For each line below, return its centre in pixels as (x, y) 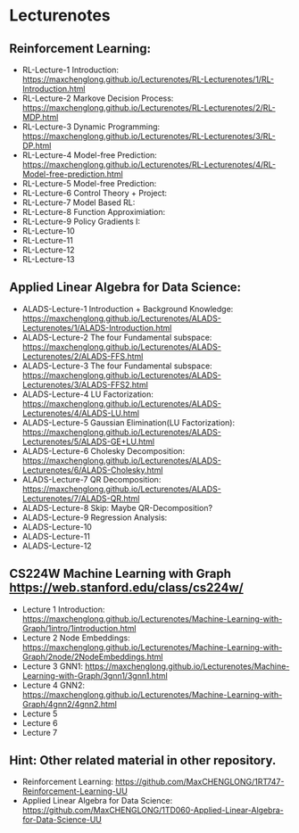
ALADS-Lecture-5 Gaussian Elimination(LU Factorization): (128, 422)
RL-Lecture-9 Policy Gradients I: (81, 221)
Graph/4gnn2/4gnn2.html (70, 704)
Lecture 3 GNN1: (52, 666)
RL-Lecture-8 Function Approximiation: (94, 212)
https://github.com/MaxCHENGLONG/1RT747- (200, 782)
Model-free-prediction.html (72, 174)
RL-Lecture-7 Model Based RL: (79, 202)
